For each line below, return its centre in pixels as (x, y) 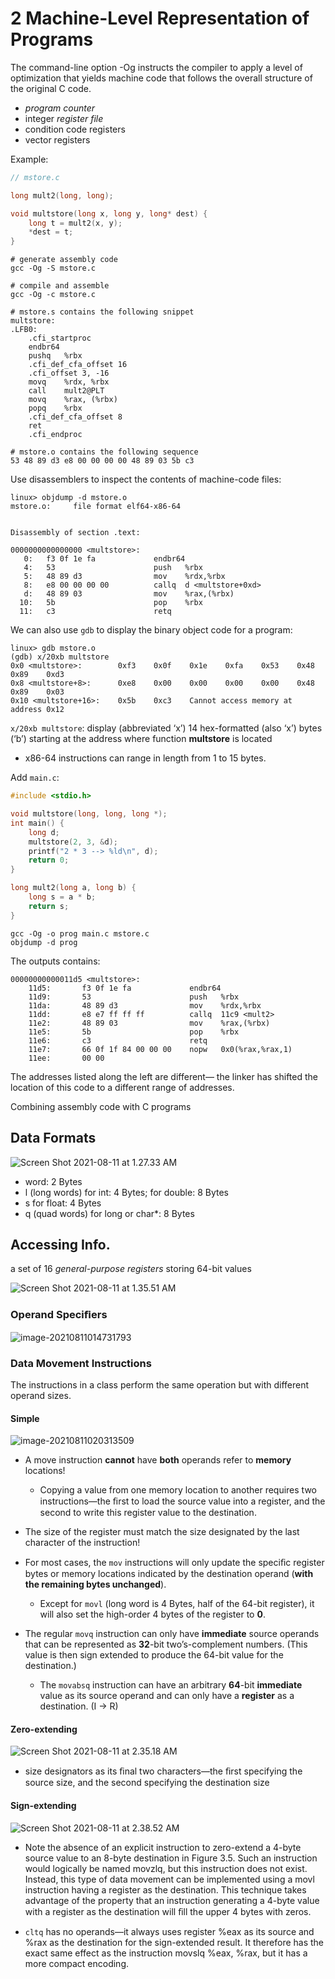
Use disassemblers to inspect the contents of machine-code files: (146, 479)
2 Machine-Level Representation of (160, 18)
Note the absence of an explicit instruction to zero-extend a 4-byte (163, 1847)
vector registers (57, 139)
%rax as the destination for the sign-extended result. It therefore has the (174, 1942)
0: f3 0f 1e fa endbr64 (104, 559)
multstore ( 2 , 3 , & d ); (73, 842)
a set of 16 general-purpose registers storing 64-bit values (131, 1269)
